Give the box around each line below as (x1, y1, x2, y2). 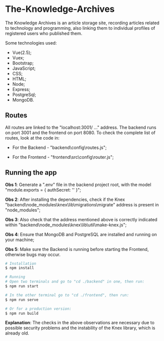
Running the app (5, 168, 57, 177)
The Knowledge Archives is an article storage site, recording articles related (5, 20, 160, 26)
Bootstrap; (12, 60, 34, 66)
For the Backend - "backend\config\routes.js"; (12, 145, 107, 150)
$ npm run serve (5, 297, 39, 302)
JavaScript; (12, 65, 36, 71)
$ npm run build (5, 311, 39, 316)
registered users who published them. (5, 30, 82, 36)
